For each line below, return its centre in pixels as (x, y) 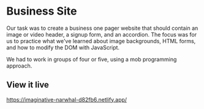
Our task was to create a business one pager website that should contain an (102, 28)
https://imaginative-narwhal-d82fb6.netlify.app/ (67, 99)
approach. (19, 66)
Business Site (42, 11)
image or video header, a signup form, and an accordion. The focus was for (102, 34)
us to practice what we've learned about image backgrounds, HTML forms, (101, 41)
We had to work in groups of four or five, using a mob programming (92, 59)
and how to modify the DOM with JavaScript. (63, 47)
